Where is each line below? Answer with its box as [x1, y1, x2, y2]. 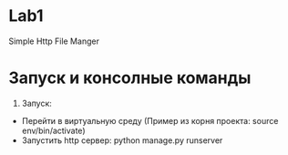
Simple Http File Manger [8, 36, 99, 46]
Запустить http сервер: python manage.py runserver [21, 134, 223, 146]
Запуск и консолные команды [8, 67, 252, 88]
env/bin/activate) [21, 125, 86, 136]
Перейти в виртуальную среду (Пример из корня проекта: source [21, 115, 279, 126]
